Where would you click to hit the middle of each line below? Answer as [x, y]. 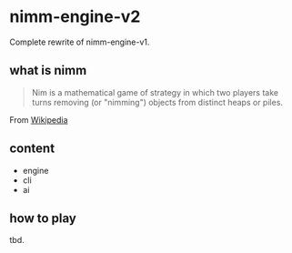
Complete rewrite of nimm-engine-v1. [80, 42]
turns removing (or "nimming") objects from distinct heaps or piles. [157, 102]
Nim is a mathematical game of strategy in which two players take [155, 92]
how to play [43, 218]
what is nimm [48, 71]
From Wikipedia [39, 119]
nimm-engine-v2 [75, 17]
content [32, 149]
